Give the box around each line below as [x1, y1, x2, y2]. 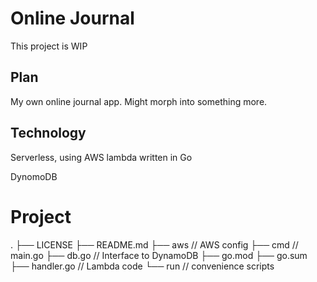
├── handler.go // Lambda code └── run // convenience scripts [10, 260, 275, 272]
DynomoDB [10, 170, 58, 182]
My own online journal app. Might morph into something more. [10, 95, 268, 107]
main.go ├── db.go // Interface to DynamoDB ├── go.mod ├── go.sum [10, 249, 308, 261]
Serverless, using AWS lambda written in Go [10, 151, 193, 163]
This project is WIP [10, 40, 88, 52]
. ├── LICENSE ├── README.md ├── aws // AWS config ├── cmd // [10, 238, 299, 251]
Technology [10, 125, 87, 142]
